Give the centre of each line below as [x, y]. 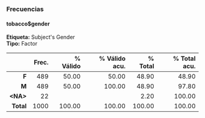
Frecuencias [25, 9]
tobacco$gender [28, 24]
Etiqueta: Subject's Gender [41, 37]
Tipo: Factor [22, 44]
